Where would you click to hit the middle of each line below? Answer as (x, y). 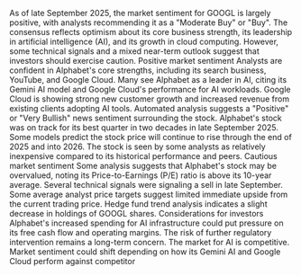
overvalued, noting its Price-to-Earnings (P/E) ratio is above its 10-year (141, 175)
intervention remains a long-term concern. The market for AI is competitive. (150, 242)
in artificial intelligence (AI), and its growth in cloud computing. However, (144, 41)
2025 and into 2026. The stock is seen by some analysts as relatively (137, 146)
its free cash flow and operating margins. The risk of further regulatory (141, 232)
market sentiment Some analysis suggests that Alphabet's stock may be (143, 166)
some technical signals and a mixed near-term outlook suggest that (134, 51)
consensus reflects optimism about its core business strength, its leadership (151, 32)
